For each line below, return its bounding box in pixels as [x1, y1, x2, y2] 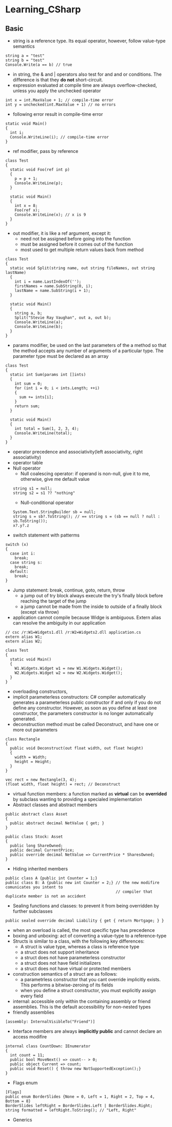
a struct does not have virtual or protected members [20, 965, 131, 972]
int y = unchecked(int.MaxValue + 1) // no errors [5, 102, 116, 107]
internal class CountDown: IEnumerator [5, 1044, 91, 1049]
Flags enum [12, 1080, 38, 1086]
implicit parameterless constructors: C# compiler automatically [12, 694, 146, 700]
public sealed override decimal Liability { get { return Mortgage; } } [5, 918, 164, 923]
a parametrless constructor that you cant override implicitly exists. [20, 977, 161, 982]
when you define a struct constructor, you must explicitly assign [20, 987, 156, 993]
